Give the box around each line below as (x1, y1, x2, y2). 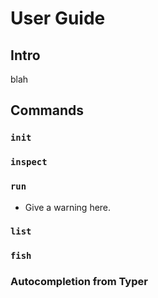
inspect (10, 157, 48, 168)
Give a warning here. (24, 201, 112, 213)
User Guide (10, 7, 106, 30)
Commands (10, 102, 85, 119)
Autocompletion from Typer (10, 275, 148, 289)
